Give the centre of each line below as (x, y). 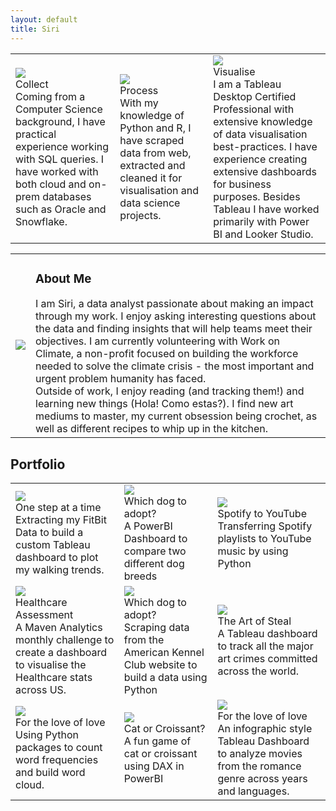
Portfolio (38, 464)
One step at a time (58, 508)
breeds (140, 576)
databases (67, 196)
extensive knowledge (263, 121)
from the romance (259, 766)
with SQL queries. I (60, 159)
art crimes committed (267, 659)
